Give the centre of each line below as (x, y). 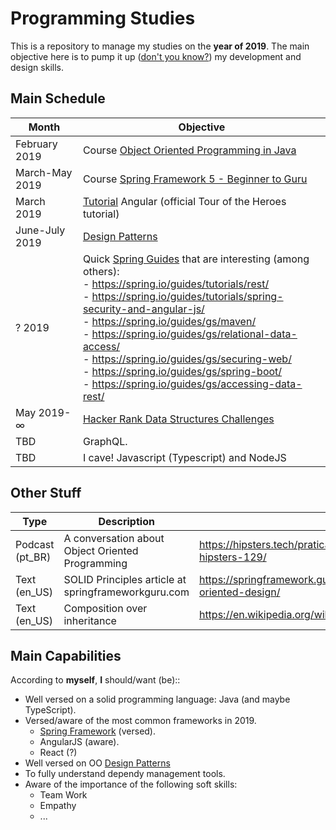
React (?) (58, 753)
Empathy (58, 806)
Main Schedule (58, 98)
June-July (40, 230)
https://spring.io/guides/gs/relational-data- (194, 334)
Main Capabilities (66, 655)
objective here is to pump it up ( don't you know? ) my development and (156, 56)
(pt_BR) (33, 557)
